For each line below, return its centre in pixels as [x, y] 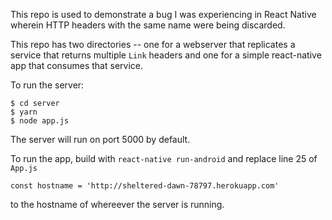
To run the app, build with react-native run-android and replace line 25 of [164, 158]
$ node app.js [40, 121]
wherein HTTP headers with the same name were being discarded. [148, 25]
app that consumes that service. [76, 65]
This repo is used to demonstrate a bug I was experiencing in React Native [163, 14]
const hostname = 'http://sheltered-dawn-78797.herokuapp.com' [145, 186]
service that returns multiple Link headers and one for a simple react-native [166, 55]
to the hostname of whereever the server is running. [117, 204]
